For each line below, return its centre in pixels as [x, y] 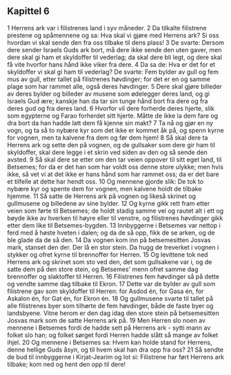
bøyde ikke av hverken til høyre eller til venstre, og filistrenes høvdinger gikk [115, 218]
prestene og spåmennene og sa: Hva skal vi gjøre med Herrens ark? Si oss [113, 35]
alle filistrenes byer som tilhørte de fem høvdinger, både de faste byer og [110, 306]
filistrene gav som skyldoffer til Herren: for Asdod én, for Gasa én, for [106, 291]
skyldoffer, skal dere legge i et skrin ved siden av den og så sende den [108, 152]
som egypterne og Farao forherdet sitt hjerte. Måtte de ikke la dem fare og [113, 116]
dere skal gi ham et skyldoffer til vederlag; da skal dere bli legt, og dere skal [115, 57]
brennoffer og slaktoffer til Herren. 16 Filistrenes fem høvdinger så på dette [113, 276]
